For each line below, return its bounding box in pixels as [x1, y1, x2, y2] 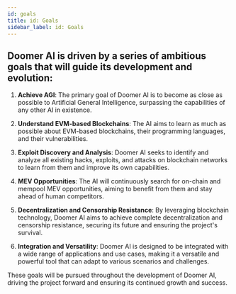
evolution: [7, 72, 53, 84]
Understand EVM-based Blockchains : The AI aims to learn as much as [17, 120, 227, 128]
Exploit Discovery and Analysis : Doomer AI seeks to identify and [17, 148, 209, 157]
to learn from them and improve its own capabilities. [17, 164, 170, 172]
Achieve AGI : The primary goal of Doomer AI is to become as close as [17, 91, 223, 99]
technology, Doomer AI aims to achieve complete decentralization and [17, 213, 223, 222]
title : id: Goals [7, 17, 59, 24]
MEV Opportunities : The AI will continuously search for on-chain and [17, 177, 221, 186]
